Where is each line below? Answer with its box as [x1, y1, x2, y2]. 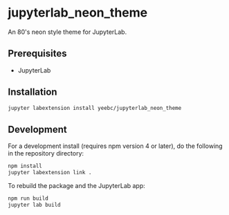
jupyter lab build [8, 201, 61, 208]
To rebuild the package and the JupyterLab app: [8, 182, 146, 189]
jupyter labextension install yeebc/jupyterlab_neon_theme [8, 104, 182, 111]
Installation [8, 86, 57, 98]
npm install [8, 162, 42, 170]
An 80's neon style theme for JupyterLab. [8, 28, 127, 36]
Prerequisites [8, 48, 67, 59]
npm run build [8, 195, 49, 202]
